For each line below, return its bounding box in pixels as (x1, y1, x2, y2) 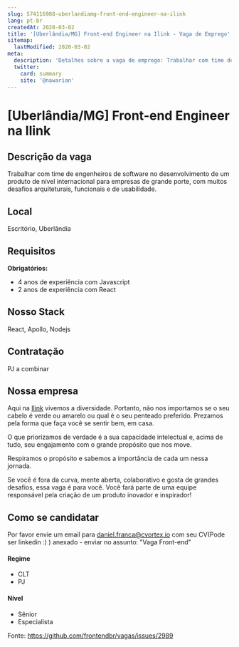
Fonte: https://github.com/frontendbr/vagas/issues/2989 (7, 631, 174, 640)
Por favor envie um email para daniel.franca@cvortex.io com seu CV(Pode (7, 530, 225, 539)
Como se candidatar (7, 511, 100, 524)
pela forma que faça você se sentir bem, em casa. (7, 419, 154, 428)
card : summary (20, 70, 62, 77)
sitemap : (7, 37, 33, 44)
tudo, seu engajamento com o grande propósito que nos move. (7, 440, 192, 449)
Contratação (7, 346, 65, 358)
